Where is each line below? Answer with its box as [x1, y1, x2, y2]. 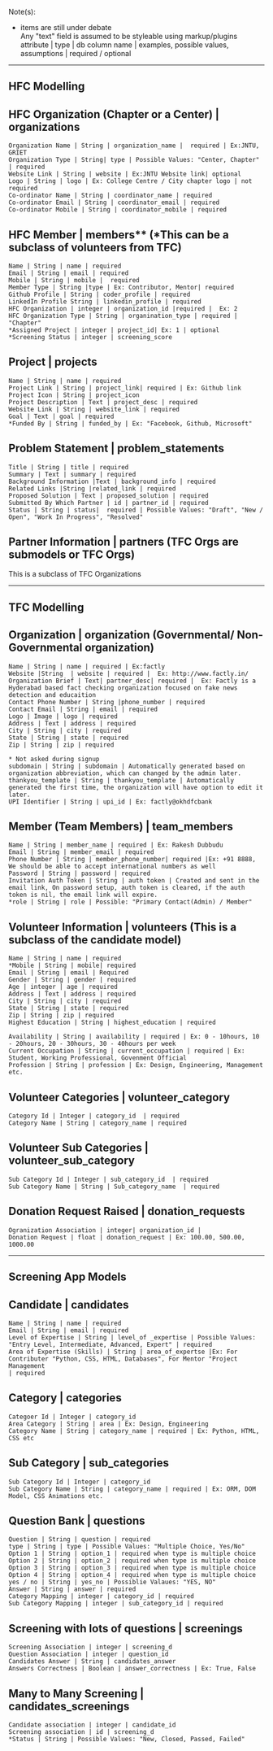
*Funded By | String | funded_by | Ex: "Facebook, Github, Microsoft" [8, 419, 253, 428]
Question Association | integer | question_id [8, 1650, 169, 1658]
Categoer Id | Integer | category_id [8, 1413, 136, 1421]
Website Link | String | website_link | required [8, 405, 180, 413]
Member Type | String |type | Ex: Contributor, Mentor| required [8, 284, 234, 292]
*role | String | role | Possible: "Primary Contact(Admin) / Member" [8, 898, 253, 906]
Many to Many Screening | [8, 1687, 145, 1701]
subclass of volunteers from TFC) [8, 240, 182, 255]
